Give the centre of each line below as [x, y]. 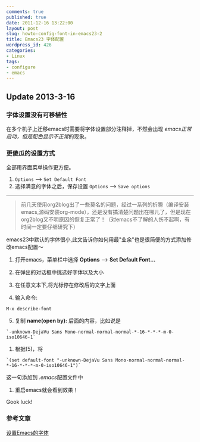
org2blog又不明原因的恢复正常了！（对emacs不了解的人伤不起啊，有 [105, 220]
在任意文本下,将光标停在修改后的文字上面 [65, 285]
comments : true [25, 12]
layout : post [22, 28]
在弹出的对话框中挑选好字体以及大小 [59, 272]
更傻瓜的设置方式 [31, 153]
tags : [13, 61]
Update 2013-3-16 [41, 97]
